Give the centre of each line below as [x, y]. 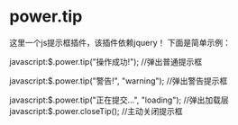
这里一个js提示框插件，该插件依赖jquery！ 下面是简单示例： [120, 42]
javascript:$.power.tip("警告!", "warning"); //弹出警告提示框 [119, 80]
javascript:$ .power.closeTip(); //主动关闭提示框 [96, 111]
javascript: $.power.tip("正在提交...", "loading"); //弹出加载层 [119, 100]
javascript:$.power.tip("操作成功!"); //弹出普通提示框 [106, 61]
